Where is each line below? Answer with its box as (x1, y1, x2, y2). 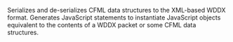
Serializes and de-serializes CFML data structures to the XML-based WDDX (7, 6, 226, 14)
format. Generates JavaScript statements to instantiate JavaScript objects (7, 13, 221, 22)
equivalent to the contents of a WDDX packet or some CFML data (7, 21, 197, 29)
